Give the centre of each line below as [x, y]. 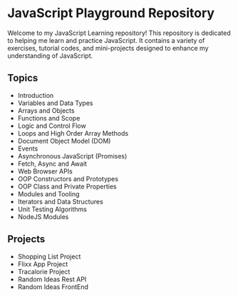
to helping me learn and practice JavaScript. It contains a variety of [106, 40]
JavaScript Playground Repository [111, 13]
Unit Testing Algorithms [52, 209]
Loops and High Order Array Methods [73, 133]
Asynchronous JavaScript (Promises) [72, 156]
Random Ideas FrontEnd [53, 286]
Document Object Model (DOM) [64, 141]
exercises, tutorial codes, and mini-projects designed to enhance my [108, 48]
